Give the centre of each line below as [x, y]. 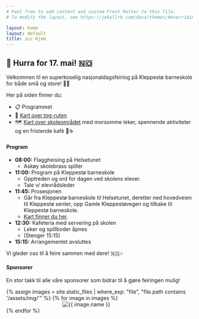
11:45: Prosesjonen [38, 192]
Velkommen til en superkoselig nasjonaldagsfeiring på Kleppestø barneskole [99, 77]
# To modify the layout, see [42, 17]
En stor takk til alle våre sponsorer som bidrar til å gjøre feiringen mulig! [93, 280]
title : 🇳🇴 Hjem [26, 39]
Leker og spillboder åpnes [55, 229]
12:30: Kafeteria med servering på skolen [65, 223]
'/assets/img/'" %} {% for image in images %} [62, 298]
